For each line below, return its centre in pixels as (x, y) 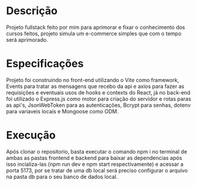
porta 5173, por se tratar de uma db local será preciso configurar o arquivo (97, 170)
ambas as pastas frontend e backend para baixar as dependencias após (94, 158)
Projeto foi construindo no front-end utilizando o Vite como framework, (93, 80)
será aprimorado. (27, 40)
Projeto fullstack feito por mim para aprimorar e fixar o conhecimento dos (96, 27)
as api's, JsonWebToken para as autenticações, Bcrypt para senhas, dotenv (98, 105)
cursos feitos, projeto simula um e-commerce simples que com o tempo (94, 33)
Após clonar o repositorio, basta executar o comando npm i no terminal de (97, 151)
